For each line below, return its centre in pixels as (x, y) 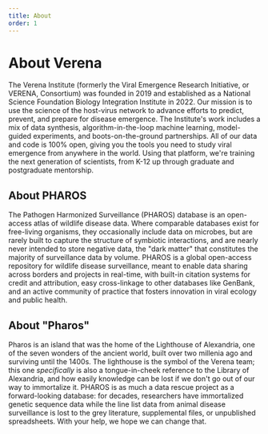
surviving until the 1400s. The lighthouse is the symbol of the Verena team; (132, 362)
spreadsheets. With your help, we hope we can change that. (107, 421)
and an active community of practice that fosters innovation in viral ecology (133, 292)
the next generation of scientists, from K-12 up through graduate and (121, 162)
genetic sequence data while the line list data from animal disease (117, 404)
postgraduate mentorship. (51, 170)
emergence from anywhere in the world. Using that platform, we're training (132, 153)
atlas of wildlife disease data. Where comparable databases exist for (146, 223)
